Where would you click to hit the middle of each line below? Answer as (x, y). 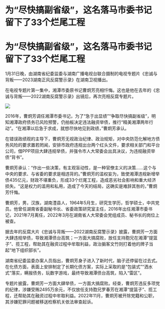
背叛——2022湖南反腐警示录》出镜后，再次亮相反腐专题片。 (75, 96)
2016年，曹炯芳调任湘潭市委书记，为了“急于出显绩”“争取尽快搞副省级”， (78, 116)
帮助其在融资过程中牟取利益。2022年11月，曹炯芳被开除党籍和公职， (87, 296)
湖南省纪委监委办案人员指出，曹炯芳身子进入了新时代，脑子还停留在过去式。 (82, 261)
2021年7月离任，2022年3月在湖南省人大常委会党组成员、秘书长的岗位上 (86, 215)
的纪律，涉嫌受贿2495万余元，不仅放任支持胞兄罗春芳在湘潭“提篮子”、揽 (79, 290)
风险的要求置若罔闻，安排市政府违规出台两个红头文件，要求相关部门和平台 (84, 145)
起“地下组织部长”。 (24, 250)
